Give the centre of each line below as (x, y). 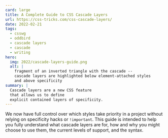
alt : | (17, 66)
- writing (20, 52)
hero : (11, 57)
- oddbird (20, 39)
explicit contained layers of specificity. (56, 99)
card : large (18, 10)
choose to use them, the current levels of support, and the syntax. (74, 130)
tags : (11, 29)
